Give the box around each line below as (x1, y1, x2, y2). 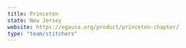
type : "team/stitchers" (7, 30, 78, 37)
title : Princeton (7, 10, 59, 18)
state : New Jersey (7, 17, 62, 24)
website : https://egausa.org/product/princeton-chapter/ (7, 23, 180, 30)
